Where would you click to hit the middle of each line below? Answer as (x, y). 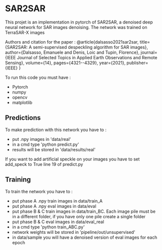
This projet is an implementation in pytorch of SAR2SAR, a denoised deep (79, 22)
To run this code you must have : (38, 77)
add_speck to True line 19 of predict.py (44, 164)
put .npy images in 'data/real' (41, 139)
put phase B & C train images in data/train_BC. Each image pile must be (84, 211)
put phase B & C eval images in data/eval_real (58, 222)
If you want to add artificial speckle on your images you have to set (72, 159)
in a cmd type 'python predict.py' (46, 144)
